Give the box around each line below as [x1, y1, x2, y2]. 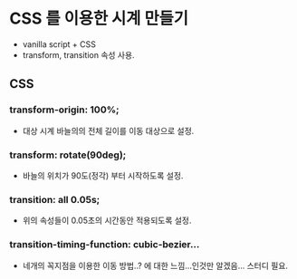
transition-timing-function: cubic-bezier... [9, 238, 200, 251]
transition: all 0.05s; [9, 193, 101, 206]
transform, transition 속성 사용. [22, 49, 135, 60]
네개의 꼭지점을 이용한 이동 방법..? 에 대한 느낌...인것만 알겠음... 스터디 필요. [22, 260, 288, 271]
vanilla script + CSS [22, 38, 97, 50]
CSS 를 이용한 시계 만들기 [9, 8, 188, 29]
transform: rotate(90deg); [9, 149, 127, 161]
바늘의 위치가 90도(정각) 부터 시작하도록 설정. [22, 169, 184, 181]
